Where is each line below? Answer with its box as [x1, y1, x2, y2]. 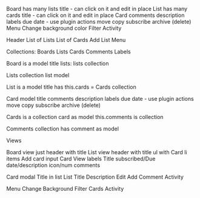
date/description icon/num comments [6, 162, 101, 169]
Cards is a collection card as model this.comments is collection [6, 114, 164, 120]
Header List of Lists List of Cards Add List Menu [6, 36, 126, 43]
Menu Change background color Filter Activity [6, 24, 122, 32]
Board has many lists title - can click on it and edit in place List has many [6, 5, 188, 12]
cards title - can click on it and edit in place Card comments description [6, 12, 185, 19]
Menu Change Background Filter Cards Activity [6, 185, 124, 192]
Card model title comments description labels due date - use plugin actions [6, 95, 194, 102]
